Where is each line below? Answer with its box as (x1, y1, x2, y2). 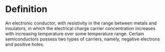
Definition (5, 3, 48, 15)
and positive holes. (5, 41, 44, 47)
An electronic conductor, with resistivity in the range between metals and (5, 20, 157, 26)
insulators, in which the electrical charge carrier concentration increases (5, 25, 156, 31)
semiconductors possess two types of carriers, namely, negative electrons (5, 36, 160, 42)
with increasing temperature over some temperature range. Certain (5, 30, 144, 36)
